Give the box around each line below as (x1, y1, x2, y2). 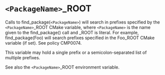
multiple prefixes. (5, 54, 40, 60)
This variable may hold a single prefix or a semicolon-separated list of (5, 50, 147, 55)
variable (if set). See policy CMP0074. (5, 40, 82, 46)
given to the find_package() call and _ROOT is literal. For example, (5, 29, 139, 35)
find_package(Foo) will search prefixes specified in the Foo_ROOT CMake (5, 35, 155, 41)
